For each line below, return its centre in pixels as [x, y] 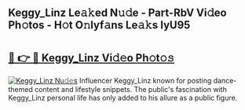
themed [21, 89]
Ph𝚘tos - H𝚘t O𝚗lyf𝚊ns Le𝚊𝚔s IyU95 [99, 26]
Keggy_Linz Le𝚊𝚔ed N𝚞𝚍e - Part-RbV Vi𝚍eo [117, 13]
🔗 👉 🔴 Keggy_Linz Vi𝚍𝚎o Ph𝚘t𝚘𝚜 [91, 58]
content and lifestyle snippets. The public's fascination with [131, 89]
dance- [225, 81]
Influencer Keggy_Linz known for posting [145, 81]
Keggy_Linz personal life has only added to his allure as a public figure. [123, 98]
